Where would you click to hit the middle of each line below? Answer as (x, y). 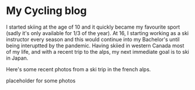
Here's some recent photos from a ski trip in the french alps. (79, 69)
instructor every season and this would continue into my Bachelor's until (93, 39)
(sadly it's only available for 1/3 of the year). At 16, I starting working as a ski (97, 33)
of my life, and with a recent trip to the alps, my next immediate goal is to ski (98, 51)
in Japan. (17, 58)
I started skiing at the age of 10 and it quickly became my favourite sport (93, 27)
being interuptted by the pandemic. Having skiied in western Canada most (95, 46)
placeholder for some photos (41, 81)
